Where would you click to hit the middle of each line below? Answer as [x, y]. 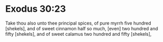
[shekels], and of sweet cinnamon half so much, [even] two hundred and [82, 28]
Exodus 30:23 [36, 9]
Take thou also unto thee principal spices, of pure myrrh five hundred [78, 23]
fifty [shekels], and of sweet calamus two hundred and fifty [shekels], [78, 34]
